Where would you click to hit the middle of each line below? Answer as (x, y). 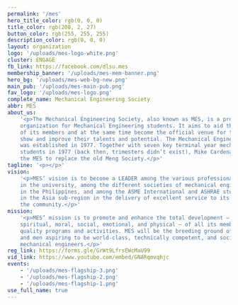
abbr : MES (22, 106)
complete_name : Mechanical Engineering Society (79, 100)
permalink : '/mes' (34, 14)
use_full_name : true (38, 290)
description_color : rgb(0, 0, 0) (57, 40)
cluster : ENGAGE (31, 60)
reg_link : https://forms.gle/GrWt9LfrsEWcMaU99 (79, 251)
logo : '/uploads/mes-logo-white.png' (63, 54)
